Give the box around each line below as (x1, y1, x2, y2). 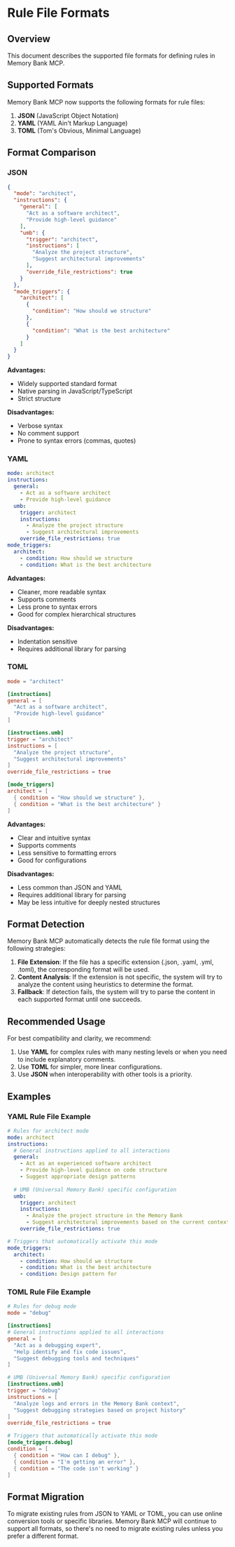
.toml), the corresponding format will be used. (17, 965, 150, 974)
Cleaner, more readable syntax (17, 587, 106, 596)
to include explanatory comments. (17, 1055, 116, 1064)
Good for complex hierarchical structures (17, 610, 136, 618)
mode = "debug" (7, 1310, 52, 1317)
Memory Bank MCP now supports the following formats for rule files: (7, 98, 205, 106)
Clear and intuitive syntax (17, 833, 91, 842)
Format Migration (7, 1491, 85, 1503)
